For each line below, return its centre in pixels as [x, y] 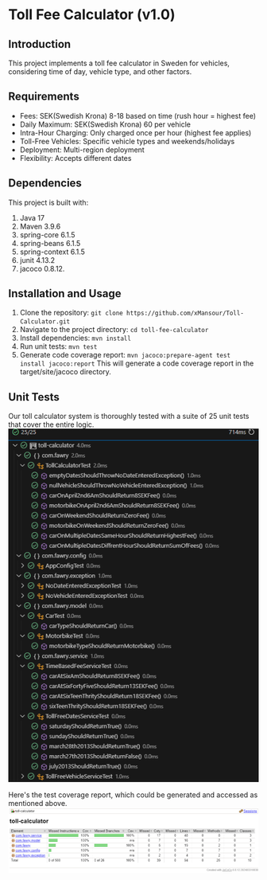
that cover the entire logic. [51, 424]
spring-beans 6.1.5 [50, 243]
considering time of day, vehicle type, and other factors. [100, 72]
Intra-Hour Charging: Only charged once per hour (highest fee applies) [135, 132]
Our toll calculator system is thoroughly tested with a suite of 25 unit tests [129, 417]
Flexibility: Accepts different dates [75, 158]
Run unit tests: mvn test [58, 346]
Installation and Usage [65, 293]
